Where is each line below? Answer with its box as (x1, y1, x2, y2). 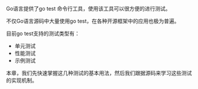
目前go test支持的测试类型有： (6, 30, 80, 37)
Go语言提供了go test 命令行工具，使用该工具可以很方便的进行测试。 (6, 5, 171, 12)
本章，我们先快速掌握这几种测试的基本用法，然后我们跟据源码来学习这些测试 (6, 70, 192, 76)
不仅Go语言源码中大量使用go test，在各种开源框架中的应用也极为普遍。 (6, 18, 180, 25)
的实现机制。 (6, 77, 37, 84)
